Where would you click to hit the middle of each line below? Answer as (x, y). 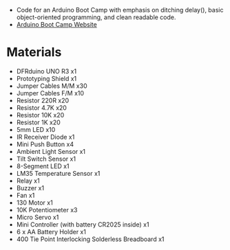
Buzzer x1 (30, 187)
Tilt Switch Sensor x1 (46, 159)
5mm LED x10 (36, 129)
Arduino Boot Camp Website (56, 24)
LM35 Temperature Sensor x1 (58, 173)
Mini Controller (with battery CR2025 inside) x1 (83, 224)
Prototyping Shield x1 (46, 78)
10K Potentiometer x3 (47, 209)
